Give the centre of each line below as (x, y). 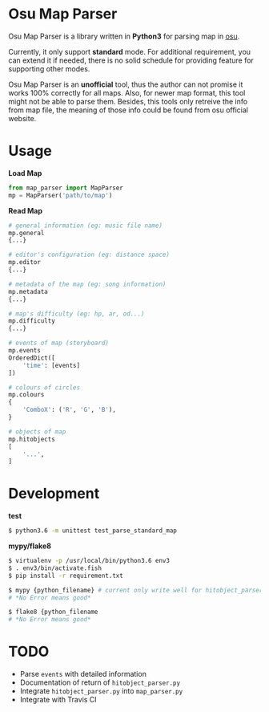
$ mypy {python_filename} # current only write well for (105, 590)
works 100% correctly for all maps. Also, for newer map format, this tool (127, 92)
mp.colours (26, 395)
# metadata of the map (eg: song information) (87, 284)
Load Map (25, 173)
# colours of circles (44, 387)
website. (22, 118)
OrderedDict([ (32, 358)
